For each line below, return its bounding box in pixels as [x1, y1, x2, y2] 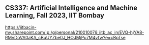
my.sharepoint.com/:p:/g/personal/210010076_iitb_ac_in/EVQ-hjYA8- [5, 29, 144, 35]
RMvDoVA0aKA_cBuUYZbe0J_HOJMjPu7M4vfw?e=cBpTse [5, 34, 126, 40]
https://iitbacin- [5, 24, 37, 30]
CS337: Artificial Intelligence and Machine [5, 4, 138, 12]
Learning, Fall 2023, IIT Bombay [5, 12, 105, 20]
